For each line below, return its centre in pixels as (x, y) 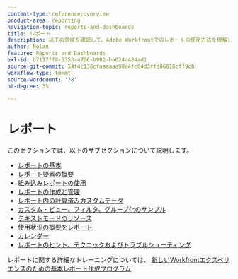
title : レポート (29, 34)
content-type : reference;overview (58, 14)
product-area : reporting (44, 20)
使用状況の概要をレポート (55, 227)
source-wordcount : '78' (42, 79)
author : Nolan (28, 47)
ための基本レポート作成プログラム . (82, 268)
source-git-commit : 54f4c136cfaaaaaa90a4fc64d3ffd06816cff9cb (101, 66)
